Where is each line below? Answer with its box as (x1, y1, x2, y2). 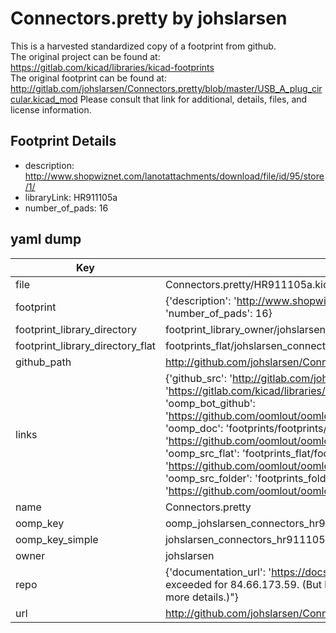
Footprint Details (10, 133, 117, 150)
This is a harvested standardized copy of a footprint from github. (10, 40, 277, 52)
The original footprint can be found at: (10, 72, 167, 84)
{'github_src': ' (164, 371, 233, 385)
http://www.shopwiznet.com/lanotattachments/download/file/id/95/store (24, 170, 325, 182)
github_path (15, 355, 72, 369)
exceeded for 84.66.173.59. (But (164, 577, 322, 591)
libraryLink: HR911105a (24, 191, 118, 203)
